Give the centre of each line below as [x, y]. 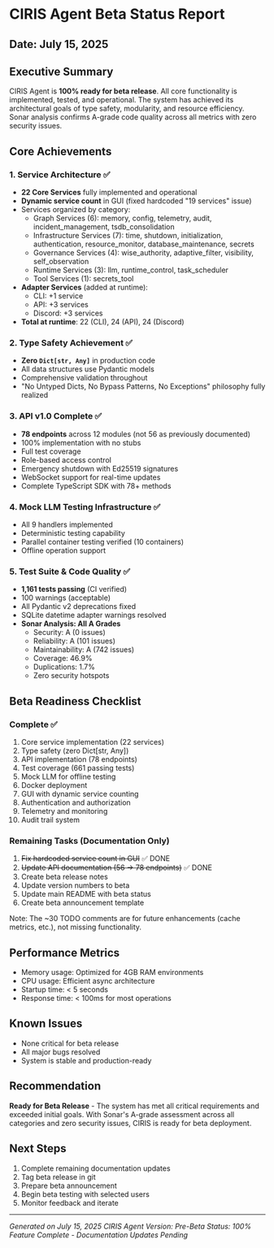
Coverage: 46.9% [63, 659]
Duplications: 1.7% [64, 667]
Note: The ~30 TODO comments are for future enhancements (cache [125, 919]
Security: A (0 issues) [70, 633]
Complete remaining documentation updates [96, 1168]
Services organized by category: [76, 210]
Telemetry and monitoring [64, 811]
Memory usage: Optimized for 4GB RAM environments [112, 972]
